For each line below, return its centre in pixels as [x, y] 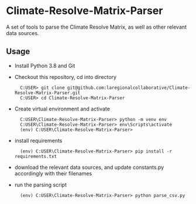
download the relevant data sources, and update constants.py [89, 167]
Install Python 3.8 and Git [45, 65]
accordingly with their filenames [53, 173]
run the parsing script [41, 185]
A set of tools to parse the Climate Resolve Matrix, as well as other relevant [97, 27]
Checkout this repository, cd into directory [66, 77]
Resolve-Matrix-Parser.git [47, 93]
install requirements [38, 140]
